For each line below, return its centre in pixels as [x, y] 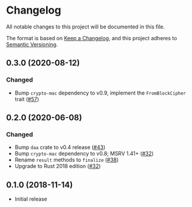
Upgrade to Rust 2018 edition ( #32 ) [58, 166]
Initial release [31, 199]
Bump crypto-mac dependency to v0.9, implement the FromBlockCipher [100, 93]
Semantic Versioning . [32, 44]
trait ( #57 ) [27, 99]
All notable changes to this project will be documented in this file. [86, 27]
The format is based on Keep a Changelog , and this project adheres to [92, 38]
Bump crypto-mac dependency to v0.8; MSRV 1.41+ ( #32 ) [84, 154]
